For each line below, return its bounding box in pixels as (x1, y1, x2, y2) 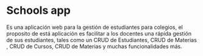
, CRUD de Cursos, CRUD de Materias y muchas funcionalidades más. (6, 43, 183, 50)
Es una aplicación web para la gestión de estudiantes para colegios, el (6, 23, 183, 31)
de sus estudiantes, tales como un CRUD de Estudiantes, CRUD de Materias (6, 36, 197, 43)
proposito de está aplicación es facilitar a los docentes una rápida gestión (6, 30, 192, 37)
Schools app (6, 4, 71, 17)
